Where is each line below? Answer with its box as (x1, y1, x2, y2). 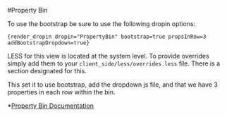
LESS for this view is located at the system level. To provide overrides (7, 52, 209, 60)
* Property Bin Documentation (7, 101, 94, 110)
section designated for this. (7, 67, 87, 75)
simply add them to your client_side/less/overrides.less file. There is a (7, 59, 221, 68)
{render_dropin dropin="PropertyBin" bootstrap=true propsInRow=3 (7, 33, 207, 40)
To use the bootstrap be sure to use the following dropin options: (7, 20, 196, 27)
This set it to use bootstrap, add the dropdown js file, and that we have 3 (7, 80, 219, 89)
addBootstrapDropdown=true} (7, 39, 90, 47)
